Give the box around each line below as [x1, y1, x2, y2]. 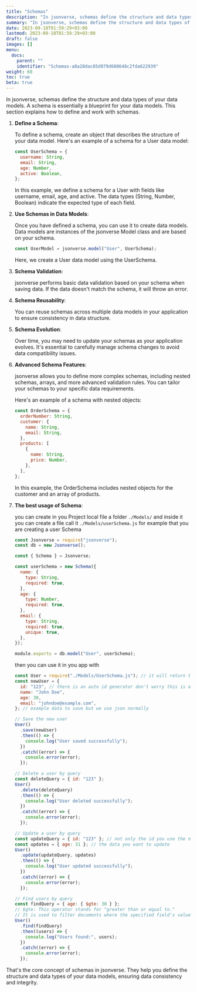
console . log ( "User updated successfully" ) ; [25, 863, 134, 869]
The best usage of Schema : [14, 502, 83, 509]
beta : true [6, 80, 33, 86]
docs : [11, 52, 25, 58]
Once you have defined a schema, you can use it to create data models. [14, 222, 189, 229]
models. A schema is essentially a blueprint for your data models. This [6, 102, 176, 109]
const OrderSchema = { [14, 408, 70, 414]
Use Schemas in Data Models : [14, 211, 89, 218]
